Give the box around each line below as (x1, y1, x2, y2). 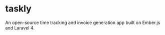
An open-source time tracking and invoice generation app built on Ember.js (5, 19, 160, 25)
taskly (5, 3, 32, 14)
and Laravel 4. (5, 24, 35, 30)
